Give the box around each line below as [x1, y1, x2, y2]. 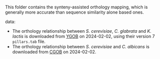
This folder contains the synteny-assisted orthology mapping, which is [5, 4, 148, 10]
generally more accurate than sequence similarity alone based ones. [5, 9, 144, 15]
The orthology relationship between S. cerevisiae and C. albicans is [12, 44, 150, 49]
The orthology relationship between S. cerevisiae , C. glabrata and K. [12, 28, 152, 34]
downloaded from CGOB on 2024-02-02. [12, 49, 96, 55]
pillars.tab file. [12, 39, 46, 44]
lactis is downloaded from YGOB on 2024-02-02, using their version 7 [12, 34, 155, 39]
